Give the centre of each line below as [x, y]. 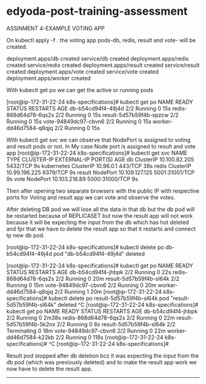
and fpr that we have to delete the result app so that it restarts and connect [101, 229]
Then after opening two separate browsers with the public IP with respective [103, 191]
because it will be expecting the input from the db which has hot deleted [97, 222]
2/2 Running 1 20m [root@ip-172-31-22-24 [108, 291]
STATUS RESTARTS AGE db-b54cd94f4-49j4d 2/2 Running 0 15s [89, 108]
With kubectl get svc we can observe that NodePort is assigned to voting [99, 140]
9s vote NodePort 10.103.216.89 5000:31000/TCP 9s [72, 179]
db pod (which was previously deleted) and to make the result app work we [102, 362]
